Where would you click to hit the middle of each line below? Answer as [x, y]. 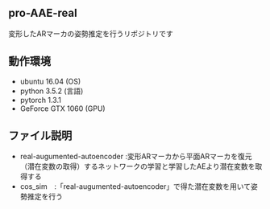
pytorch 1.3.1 [41, 100]
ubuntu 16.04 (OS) [50, 81]
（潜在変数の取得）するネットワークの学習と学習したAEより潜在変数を [137, 166]
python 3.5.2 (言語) [52, 91]
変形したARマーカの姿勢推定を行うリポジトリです [91, 33]
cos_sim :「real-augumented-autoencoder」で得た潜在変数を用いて [135, 186]
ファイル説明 [40, 136]
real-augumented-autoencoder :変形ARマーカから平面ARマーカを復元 [136, 157]
